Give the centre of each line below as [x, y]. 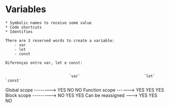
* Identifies [19, 31]
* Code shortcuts [24, 27]
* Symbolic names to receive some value [49, 23]
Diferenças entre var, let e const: [44, 63]
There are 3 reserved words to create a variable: [60, 41]
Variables [26, 9]
